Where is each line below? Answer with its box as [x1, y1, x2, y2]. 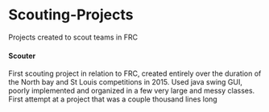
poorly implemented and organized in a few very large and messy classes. [8, 86, 255, 96]
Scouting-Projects [8, 6, 134, 24]
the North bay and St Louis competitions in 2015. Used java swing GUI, [8, 77, 243, 87]
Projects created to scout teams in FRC [8, 32, 139, 42]
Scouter [8, 51, 36, 60]
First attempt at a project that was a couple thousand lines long [8, 94, 217, 104]
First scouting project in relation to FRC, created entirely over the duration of [8, 68, 262, 78]
